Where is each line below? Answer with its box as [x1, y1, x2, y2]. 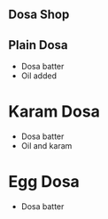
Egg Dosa [8, 172, 81, 192]
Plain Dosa [8, 37, 68, 53]
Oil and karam [20, 141, 73, 151]
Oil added [20, 70, 57, 81]
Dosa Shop [8, 7, 70, 22]
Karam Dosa [8, 101, 101, 122]
